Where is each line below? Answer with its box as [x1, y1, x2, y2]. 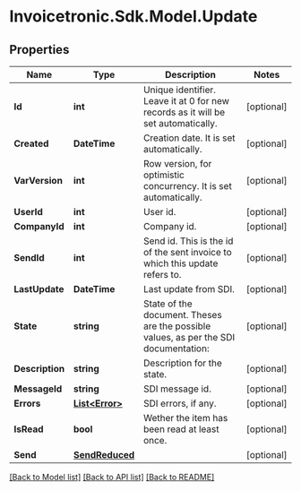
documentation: [142, 342, 210, 355]
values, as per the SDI [142, 332, 236, 343]
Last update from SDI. [142, 283, 236, 295]
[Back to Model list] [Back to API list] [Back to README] [9, 472, 215, 482]
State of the [142, 297, 193, 310]
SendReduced [73, 449, 135, 461]
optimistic [142, 168, 185, 181]
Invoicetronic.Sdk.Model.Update [9, 6, 258, 27]
